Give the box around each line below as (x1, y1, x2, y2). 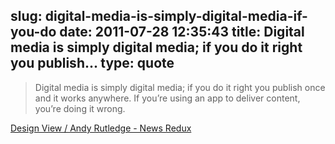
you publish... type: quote (10, 55, 175, 72)
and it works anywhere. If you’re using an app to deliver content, (34, 92, 301, 104)
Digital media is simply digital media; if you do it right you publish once (34, 81, 326, 93)
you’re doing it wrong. (34, 102, 126, 114)
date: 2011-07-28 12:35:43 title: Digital (59, 24, 305, 41)
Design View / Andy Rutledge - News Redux (10, 122, 192, 134)
